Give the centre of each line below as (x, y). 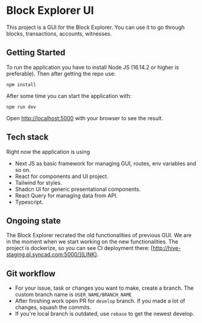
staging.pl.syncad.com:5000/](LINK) (52, 255)
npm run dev (21, 107)
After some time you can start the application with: (69, 96)
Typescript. (29, 202)
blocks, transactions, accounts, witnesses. (59, 33)
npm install (21, 85)
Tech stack (27, 137)
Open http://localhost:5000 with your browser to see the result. (85, 118)
